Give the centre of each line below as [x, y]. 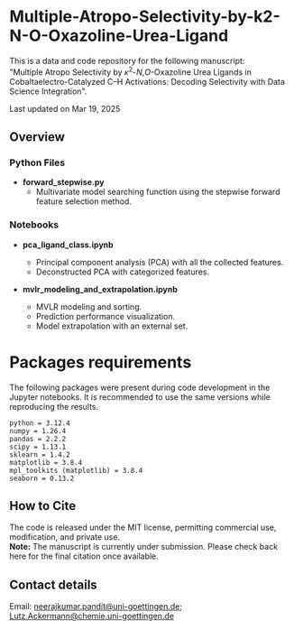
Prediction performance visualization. [106, 316]
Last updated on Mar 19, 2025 [65, 108]
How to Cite [43, 506]
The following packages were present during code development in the [140, 387]
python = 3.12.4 [40, 423]
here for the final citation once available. [84, 556]
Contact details [53, 584]
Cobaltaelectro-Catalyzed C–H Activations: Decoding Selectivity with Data [147, 81]
